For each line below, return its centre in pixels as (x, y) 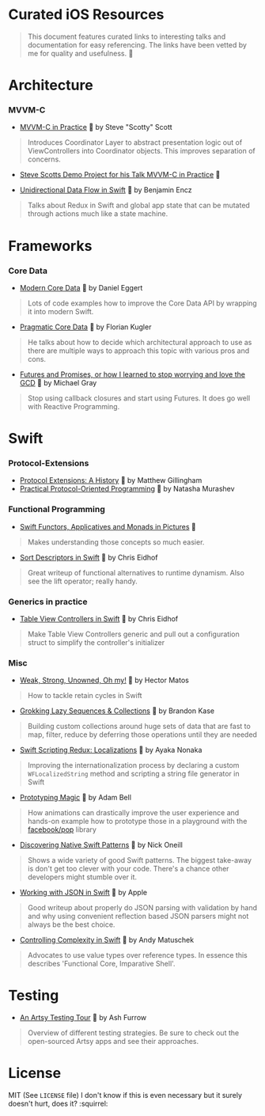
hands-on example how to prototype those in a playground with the (137, 822)
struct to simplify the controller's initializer (96, 642)
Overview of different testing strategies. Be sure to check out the (133, 1033)
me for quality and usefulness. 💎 (80, 53)
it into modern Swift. (61, 311)
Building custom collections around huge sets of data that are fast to (139, 727)
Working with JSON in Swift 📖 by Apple (83, 893)
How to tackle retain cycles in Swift (85, 696)
